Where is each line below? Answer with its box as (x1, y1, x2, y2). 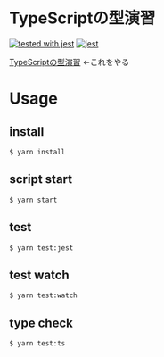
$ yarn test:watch (9, 291, 78, 300)
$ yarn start (9, 195, 58, 204)
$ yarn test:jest (9, 243, 74, 253)
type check (9, 315, 73, 330)
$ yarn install (9, 147, 66, 156)
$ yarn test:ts (9, 339, 66, 348)
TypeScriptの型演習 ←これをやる (9, 56, 129, 67)
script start (9, 171, 73, 187)
